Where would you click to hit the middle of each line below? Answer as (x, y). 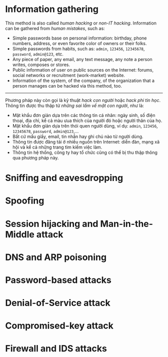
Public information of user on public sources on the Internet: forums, (83, 70)
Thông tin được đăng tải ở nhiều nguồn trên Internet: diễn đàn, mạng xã (86, 141)
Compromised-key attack (59, 326)
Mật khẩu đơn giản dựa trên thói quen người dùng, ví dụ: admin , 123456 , (85, 125)
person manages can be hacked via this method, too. (67, 85)
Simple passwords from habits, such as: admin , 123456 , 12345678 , (78, 48)
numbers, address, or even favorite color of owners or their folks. (79, 43)
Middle (20, 234)
